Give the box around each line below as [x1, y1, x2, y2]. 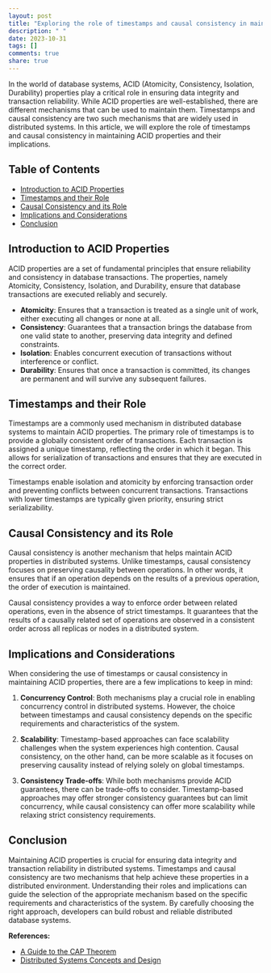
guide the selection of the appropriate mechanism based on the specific [8, 889, 248, 899]
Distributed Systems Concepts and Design [19, 955, 161, 965]
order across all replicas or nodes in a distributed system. [8, 624, 199, 633]
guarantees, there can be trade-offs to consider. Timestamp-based [19, 784, 244, 793]
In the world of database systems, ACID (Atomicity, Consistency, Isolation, [8, 78, 255, 89]
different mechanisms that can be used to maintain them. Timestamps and [8, 104, 256, 114]
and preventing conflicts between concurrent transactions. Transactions [8, 486, 248, 496]
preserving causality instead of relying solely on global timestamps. [19, 759, 245, 769]
